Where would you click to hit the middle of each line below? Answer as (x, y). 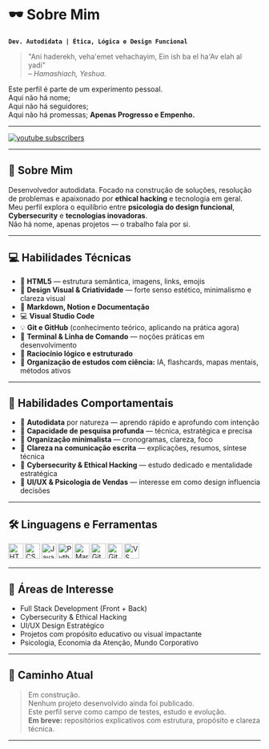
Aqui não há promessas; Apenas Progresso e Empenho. (102, 114)
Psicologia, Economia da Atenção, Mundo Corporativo (109, 643)
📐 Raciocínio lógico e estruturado (76, 353)
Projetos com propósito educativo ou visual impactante (111, 634)
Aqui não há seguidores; (48, 106)
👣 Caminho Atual (51, 676)
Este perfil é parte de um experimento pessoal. (86, 89)
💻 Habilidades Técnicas (70, 258)
